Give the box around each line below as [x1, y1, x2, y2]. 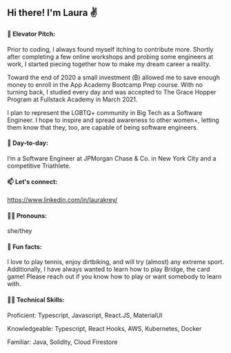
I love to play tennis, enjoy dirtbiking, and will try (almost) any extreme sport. [7, 258, 224, 266]
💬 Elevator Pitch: [7, 30, 56, 38]
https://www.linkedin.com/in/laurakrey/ [7, 196, 118, 203]
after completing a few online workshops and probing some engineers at [7, 52, 214, 61]
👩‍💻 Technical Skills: [7, 296, 65, 303]
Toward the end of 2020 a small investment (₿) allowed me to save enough [7, 73, 221, 81]
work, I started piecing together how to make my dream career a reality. [7, 59, 211, 68]
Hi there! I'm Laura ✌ [7, 7, 98, 19]
